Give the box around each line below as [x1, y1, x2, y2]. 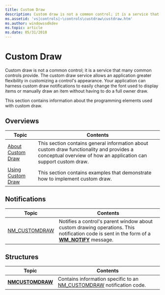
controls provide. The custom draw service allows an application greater [5, 72, 152, 78]
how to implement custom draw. [38, 175, 112, 182]
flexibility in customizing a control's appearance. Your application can [5, 77, 146, 83]
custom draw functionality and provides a [38, 146, 134, 152]
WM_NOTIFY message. [58, 236, 114, 243]
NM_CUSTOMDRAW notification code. [57, 282, 146, 289]
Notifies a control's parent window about [58, 218, 153, 224]
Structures [5, 253, 39, 261]
